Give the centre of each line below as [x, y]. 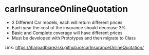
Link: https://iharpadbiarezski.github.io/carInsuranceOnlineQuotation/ [74, 47]
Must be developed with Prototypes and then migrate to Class [74, 38]
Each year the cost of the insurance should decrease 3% [69, 27]
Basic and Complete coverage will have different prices [67, 33]
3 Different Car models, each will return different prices [67, 22]
